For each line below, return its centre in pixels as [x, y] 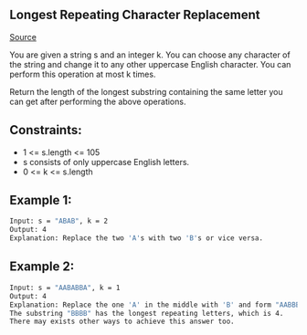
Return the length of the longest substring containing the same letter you [146, 91]
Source [23, 37]
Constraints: [46, 130]
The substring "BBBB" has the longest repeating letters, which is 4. [147, 313]
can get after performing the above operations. [98, 101]
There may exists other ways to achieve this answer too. [122, 322]
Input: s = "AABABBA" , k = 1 [65, 288]
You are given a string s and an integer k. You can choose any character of [150, 55]
